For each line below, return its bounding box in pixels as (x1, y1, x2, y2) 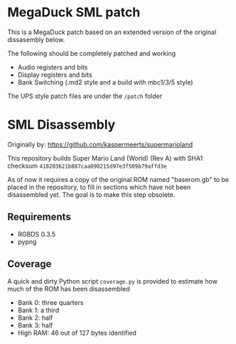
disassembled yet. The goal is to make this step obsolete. (7, 190, 176, 199)
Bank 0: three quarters (17, 298, 84, 306)
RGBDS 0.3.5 (17, 230, 56, 238)
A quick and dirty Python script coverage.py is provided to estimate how (7, 276, 218, 285)
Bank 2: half (17, 313, 53, 322)
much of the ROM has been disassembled (7, 284, 130, 293)
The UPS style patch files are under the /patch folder (7, 92, 162, 100)
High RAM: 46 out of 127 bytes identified (17, 328, 137, 337)
